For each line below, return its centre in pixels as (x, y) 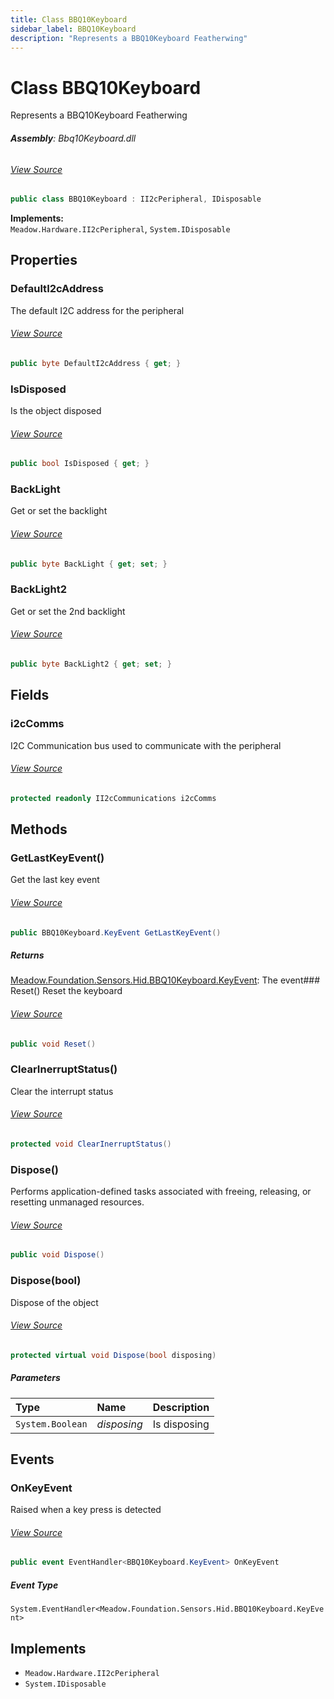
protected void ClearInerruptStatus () (91, 1144)
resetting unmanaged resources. (77, 1202)
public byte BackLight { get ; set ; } (89, 564)
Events (32, 1459)
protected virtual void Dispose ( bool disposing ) (113, 1355)
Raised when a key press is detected (86, 1510)
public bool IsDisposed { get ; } (80, 464)
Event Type (34, 1585)
